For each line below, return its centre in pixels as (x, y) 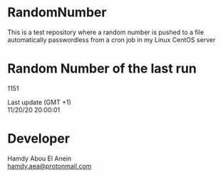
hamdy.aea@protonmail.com (50, 166)
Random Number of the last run (102, 69)
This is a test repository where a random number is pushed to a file (106, 32)
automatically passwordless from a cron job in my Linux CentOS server (111, 39)
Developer (38, 139)
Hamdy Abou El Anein (40, 158)
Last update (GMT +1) (39, 102)
